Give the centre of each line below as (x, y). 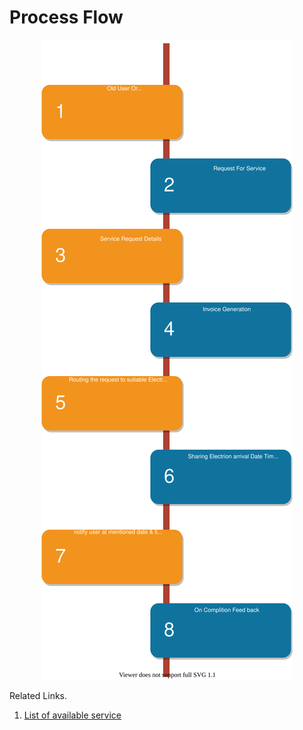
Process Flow (66, 17)
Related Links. (38, 695)
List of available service (72, 715)
